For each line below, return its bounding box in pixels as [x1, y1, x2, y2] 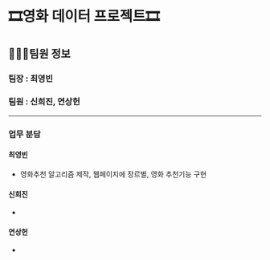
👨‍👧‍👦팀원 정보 [8, 47, 71, 60]
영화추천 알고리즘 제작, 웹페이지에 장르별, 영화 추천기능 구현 [19, 169, 207, 179]
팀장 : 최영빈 [8, 73, 54, 84]
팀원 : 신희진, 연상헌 [8, 96, 80, 108]
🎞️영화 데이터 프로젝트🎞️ [8, 7, 161, 26]
